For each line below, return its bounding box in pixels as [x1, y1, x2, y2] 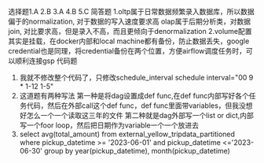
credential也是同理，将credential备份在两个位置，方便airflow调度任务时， [8, 46, 246, 55]
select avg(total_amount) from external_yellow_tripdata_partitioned [19, 129, 236, 139]
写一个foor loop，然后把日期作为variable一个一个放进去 [19, 120, 199, 130]
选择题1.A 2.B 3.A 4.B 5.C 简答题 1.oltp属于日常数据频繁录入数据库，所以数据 [8, 7, 255, 16]
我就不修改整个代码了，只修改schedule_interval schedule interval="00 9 [19, 73, 254, 82]
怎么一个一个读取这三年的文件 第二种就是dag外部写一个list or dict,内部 [26, 111, 254, 120]
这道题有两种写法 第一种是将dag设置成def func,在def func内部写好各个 [19, 91, 249, 100]
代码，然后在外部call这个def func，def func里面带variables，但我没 [26, 101, 246, 110]
